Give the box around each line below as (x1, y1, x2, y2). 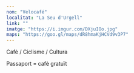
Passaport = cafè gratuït (6, 60, 67, 68)
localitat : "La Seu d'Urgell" (6, 15, 83, 21)
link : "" (6, 20, 28, 26)
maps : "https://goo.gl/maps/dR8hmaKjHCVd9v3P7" (6, 32, 129, 38)
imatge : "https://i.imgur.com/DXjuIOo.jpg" (6, 26, 118, 32)
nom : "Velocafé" (6, 9, 47, 15)
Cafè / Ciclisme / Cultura (6, 48, 68, 55)
